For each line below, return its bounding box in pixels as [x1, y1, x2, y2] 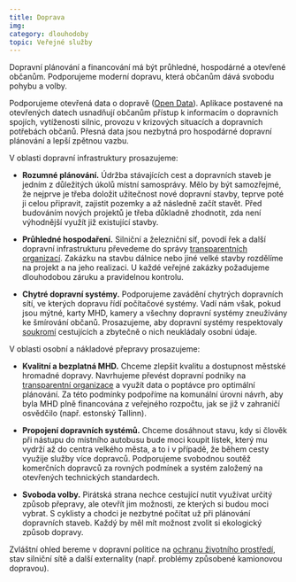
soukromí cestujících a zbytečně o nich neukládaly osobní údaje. [21, 327, 258, 338]
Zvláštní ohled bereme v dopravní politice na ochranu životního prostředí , [9, 544, 276, 555]
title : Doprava [9, 12, 65, 22]
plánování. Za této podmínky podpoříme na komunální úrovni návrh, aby [21, 389, 284, 400]
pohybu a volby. [9, 81, 68, 91]
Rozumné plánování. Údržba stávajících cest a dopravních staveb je [21, 170, 272, 181]
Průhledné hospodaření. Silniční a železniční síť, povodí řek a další [21, 234, 267, 244]
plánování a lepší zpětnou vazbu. [9, 136, 130, 146]
